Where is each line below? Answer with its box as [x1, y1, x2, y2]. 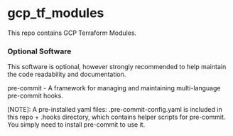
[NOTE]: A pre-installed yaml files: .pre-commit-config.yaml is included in [7, 105, 222, 114]
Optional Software [7, 46, 72, 56]
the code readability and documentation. [7, 70, 126, 79]
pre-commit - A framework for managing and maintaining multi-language [7, 84, 221, 93]
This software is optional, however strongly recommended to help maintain [7, 63, 227, 71]
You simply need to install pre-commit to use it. [7, 120, 146, 129]
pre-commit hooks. [7, 91, 64, 100]
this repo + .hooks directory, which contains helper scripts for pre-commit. [7, 113, 226, 122]
